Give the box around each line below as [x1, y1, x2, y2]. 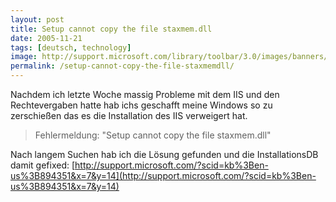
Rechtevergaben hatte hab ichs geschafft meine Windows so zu [10, 99, 273, 111]
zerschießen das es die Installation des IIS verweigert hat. [10, 110, 248, 121]
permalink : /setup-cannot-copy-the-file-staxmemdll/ [10, 61, 235, 71]
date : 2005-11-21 [10, 33, 83, 43]
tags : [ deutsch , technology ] [10, 42, 132, 53]
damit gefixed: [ [10, 159, 76, 171]
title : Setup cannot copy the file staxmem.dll [10, 24, 213, 34]
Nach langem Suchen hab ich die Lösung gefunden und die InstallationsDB [10, 149, 319, 160]
